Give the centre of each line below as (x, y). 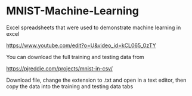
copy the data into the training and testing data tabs (70, 86)
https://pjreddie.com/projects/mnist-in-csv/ (60, 68)
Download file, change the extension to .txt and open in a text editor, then (96, 80)
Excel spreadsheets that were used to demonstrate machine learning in (94, 27)
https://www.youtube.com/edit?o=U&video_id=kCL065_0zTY (81, 45)
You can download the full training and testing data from (75, 57)
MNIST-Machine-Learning (72, 11)
